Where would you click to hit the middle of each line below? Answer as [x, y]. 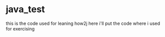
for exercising [20, 28]
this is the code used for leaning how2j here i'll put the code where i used [83, 23]
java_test [26, 9]
